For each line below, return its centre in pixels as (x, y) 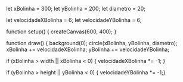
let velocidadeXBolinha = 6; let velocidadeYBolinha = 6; (74, 20)
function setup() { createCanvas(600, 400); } (61, 31)
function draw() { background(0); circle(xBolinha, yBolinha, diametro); (92, 43)
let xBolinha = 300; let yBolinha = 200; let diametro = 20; (76, 9)
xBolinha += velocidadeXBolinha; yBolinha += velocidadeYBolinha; (88, 49)
